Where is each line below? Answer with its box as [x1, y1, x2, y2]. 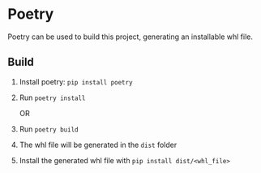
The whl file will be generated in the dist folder [19, 140, 178, 149]
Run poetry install [19, 93, 86, 102]
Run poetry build [19, 123, 79, 134]
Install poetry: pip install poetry [19, 76, 133, 86]
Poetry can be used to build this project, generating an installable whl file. [7, 32, 253, 41]
